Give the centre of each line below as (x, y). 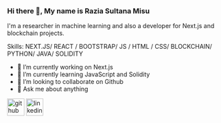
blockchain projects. (36, 33)
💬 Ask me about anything (53, 89)
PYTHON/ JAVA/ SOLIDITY (45, 54)
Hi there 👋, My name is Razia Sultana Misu (78, 11)
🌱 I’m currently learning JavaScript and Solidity (83, 74)
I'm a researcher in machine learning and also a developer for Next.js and (111, 26)
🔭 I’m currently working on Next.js (65, 67)
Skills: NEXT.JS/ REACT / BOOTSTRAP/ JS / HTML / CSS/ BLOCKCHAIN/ (110, 47)
